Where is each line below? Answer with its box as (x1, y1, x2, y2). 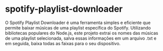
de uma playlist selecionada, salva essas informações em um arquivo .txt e (5, 35, 157, 41)
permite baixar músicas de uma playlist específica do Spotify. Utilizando (5, 25, 151, 30)
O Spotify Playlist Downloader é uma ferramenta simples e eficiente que (5, 20, 151, 25)
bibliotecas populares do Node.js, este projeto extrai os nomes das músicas (5, 30, 159, 36)
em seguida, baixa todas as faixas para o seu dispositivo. (5, 40, 121, 46)
